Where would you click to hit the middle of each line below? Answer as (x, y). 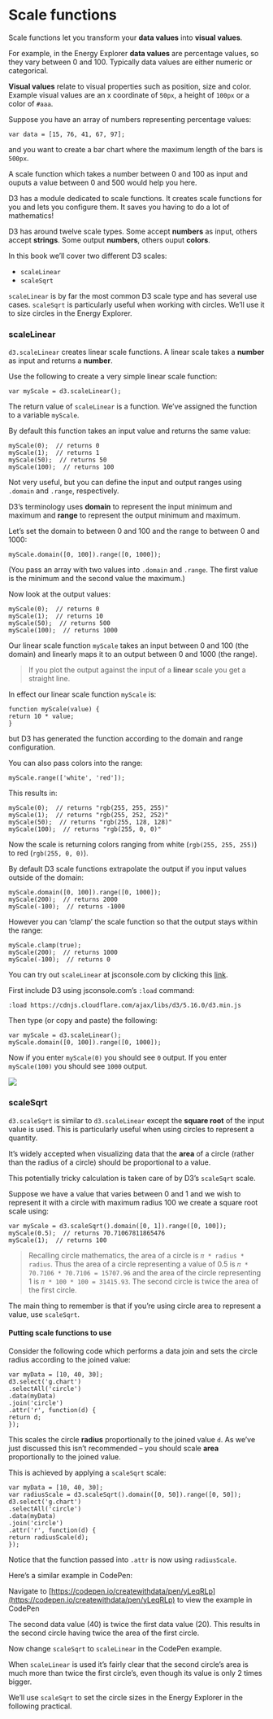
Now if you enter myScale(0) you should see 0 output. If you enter (118, 1058)
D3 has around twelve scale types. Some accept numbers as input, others (133, 231)
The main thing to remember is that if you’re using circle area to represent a (135, 1306)
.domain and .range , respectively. (64, 491)
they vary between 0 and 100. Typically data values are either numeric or (130, 62)
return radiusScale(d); (49, 1537)
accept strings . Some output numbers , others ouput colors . (110, 240)
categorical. (28, 70)
